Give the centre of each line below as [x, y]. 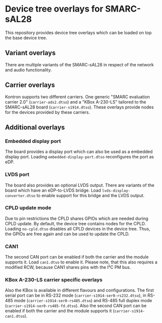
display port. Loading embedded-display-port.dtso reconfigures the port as [79, 157]
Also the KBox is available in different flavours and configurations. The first [80, 290]
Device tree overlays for [54, 9]
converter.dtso [20, 196]
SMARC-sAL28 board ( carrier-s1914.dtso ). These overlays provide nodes [79, 107]
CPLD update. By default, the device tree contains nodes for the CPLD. [75, 223]
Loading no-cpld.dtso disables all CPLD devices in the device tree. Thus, [78, 229]
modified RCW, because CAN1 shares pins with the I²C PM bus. [68, 267]
